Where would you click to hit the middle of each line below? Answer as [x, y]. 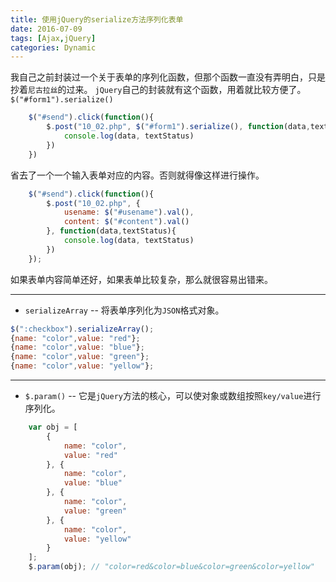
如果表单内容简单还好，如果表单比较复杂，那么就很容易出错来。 [141, 279]
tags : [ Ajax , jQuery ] [53, 38]
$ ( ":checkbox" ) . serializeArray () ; [82, 329]
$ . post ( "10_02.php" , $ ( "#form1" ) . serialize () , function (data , [178, 127]
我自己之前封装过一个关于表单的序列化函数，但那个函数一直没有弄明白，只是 [168, 77]
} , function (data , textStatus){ [111, 231]
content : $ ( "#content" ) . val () [126, 222]
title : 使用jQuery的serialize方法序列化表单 [97, 19]
